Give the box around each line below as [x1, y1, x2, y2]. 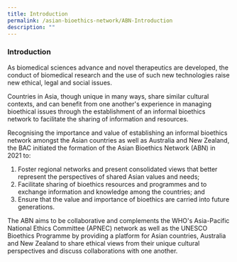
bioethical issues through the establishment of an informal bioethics [7, 107, 206, 116]
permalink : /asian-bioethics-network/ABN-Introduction [7, 17, 173, 24]
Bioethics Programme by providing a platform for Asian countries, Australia [7, 231, 226, 240]
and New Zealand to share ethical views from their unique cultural [7, 239, 200, 247]
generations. [17, 202, 55, 211]
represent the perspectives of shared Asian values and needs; [17, 172, 200, 181]
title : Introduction [7, 10, 69, 18]
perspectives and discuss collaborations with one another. [7, 246, 178, 255]
